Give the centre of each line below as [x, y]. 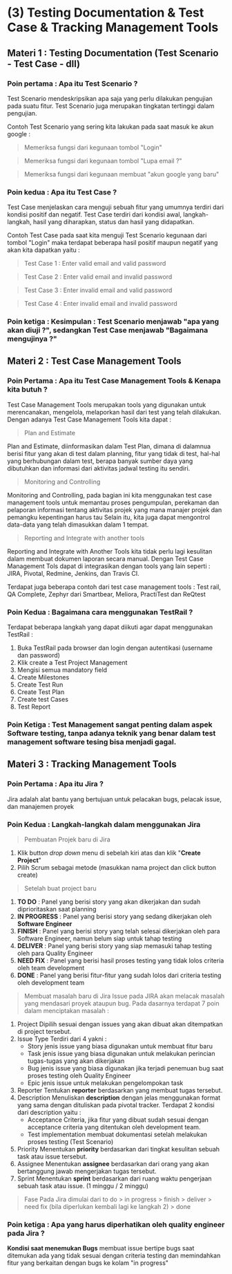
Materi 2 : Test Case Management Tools [94, 361]
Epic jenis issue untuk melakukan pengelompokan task [105, 1083]
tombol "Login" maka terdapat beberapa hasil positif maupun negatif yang [113, 243]
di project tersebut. [44, 1031]
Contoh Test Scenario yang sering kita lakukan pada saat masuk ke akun [110, 127]
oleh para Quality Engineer [55, 953]
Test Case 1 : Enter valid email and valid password [95, 264]
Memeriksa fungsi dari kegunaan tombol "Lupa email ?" [103, 161]
